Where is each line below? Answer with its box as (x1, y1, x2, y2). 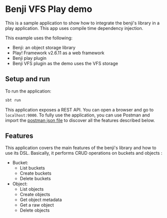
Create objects (19, 192, 50, 198)
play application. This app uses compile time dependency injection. (5, 25, 144, 31)
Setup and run (5, 75, 50, 83)
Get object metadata (19, 197, 62, 203)
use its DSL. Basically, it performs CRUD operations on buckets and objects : (5, 150, 163, 156)
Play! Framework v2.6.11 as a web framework (12, 50, 105, 56)
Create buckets (19, 170, 51, 176)
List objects (19, 186, 44, 192)
